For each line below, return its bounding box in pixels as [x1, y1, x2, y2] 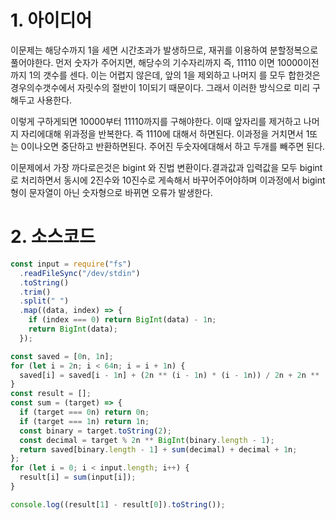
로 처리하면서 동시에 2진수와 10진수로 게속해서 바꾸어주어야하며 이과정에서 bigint [10, 174, 326, 186]
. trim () [19, 287, 52, 297]
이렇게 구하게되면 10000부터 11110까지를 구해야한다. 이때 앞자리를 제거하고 [10, 115, 302, 127]
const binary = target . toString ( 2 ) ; [19, 426, 172, 436]
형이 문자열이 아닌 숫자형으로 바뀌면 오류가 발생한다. [10, 186, 213, 198]
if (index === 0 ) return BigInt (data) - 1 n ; [28, 315, 217, 325]
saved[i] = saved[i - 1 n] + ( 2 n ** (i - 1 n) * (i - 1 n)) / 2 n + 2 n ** [19, 370, 320, 380]
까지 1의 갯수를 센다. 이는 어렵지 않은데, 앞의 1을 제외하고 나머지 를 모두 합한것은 [10, 69, 321, 81]
